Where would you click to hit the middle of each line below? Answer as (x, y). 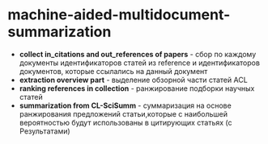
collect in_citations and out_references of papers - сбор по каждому (138, 54)
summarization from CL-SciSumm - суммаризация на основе (125, 105)
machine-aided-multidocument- (119, 15)
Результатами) (45, 131)
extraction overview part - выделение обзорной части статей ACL (133, 80)
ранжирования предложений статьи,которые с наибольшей (123, 113)
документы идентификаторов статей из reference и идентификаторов (140, 63)
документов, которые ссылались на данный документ (113, 71)
